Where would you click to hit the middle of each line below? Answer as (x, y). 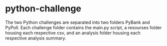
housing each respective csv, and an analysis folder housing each (73, 33)
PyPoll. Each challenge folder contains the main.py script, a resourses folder (83, 27)
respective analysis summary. (36, 38)
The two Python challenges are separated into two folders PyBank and (78, 22)
